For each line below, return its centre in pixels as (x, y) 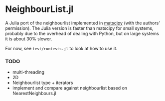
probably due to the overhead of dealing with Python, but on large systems (82, 33)
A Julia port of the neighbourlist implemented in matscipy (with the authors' (83, 23)
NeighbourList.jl (39, 9)
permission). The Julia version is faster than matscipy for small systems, (79, 28)
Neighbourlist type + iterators (43, 83)
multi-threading (28, 72)
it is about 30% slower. (29, 39)
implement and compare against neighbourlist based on (70, 88)
